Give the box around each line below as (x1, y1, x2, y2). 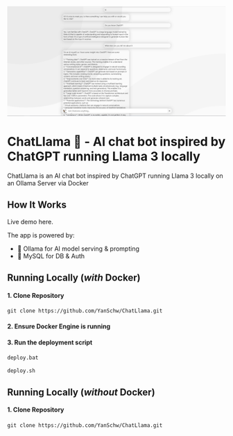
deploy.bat (7, 354, 39, 362)
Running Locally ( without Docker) (7, 386, 155, 398)
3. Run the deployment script (7, 338, 93, 346)
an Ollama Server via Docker (7, 178, 89, 187)
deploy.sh (7, 367, 36, 374)
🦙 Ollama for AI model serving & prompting (17, 244, 140, 253)
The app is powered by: (7, 230, 75, 239)
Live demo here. (7, 217, 54, 226)
